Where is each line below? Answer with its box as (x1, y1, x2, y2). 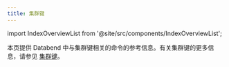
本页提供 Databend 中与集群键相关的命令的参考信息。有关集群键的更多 (7, 43, 208, 52)
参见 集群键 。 (25, 52, 64, 60)
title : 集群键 (7, 10, 45, 17)
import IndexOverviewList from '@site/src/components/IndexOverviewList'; (7, 29, 223, 37)
